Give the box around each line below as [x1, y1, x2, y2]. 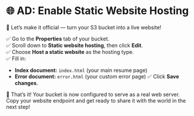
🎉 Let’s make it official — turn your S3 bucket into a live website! [6, 23, 162, 30]
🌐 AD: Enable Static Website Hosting [6, 4, 189, 18]
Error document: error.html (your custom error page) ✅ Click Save [14, 73, 179, 80]
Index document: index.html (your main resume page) [14, 66, 148, 74]
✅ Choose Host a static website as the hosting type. [6, 48, 134, 55]
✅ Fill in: [6, 54, 26, 62]
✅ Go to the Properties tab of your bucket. [6, 35, 110, 42]
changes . [14, 79, 38, 86]
